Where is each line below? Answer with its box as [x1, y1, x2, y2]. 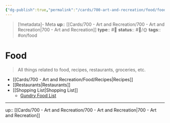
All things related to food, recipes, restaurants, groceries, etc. [17, 67, 146, 73]
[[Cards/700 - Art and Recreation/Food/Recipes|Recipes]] [12, 76, 133, 82]
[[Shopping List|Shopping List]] [12, 87, 78, 93]
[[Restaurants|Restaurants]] [12, 82, 71, 88]
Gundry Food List [20, 92, 57, 98]
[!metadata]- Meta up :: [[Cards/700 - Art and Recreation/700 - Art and [17, 21, 165, 27]
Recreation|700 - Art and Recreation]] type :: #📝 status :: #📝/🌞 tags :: [17, 26, 161, 33]
